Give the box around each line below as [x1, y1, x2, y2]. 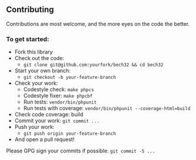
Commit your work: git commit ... [14, 117, 100, 124]
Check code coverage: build [14, 111, 84, 118]
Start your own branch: [14, 67, 71, 74]
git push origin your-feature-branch [23, 131, 117, 137]
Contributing [6, 5, 54, 15]
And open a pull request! [14, 136, 75, 143]
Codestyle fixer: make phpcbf [23, 92, 93, 99]
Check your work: [14, 79, 58, 87]
